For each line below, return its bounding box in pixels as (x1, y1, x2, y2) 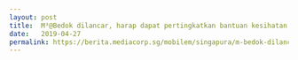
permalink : (9, 37, 50, 47)
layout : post (9, 12, 58, 22)
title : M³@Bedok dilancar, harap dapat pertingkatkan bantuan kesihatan (9, 21, 288, 30)
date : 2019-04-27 (9, 29, 82, 38)
